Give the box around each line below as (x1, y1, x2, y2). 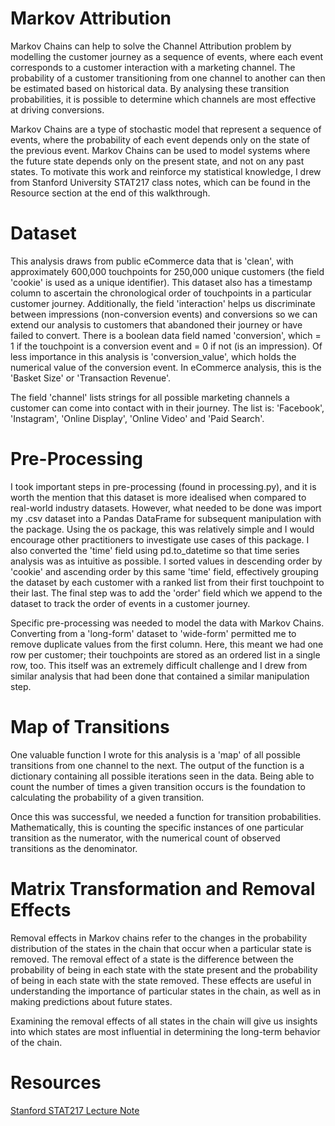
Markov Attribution (10, 7, 172, 30)
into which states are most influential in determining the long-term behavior (10, 1025, 321, 1037)
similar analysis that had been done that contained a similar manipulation (10, 670, 310, 682)
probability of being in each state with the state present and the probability (10, 963, 318, 976)
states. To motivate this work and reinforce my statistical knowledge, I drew (10, 165, 322, 177)
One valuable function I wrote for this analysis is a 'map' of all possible (10, 748, 301, 761)
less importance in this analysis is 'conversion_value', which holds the (10, 350, 297, 362)
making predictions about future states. (10, 995, 173, 1007)
